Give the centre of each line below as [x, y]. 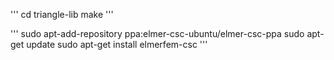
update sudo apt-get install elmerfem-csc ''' [117, 44]
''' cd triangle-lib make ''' [62, 14]
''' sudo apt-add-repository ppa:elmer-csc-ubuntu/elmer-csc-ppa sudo [157, 33]
